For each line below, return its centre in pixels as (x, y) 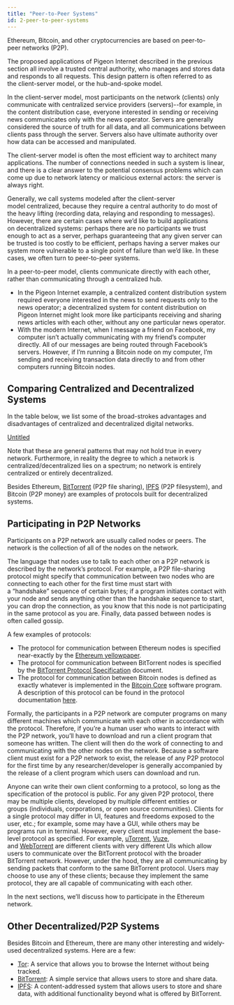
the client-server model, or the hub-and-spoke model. (85, 83)
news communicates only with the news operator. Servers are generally (110, 119)
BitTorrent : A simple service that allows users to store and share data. (117, 978)
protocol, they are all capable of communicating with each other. (100, 883)
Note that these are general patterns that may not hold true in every (104, 451)
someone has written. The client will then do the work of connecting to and (115, 743)
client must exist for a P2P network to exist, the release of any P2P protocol (116, 758)
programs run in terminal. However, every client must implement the (105, 831)
